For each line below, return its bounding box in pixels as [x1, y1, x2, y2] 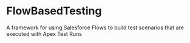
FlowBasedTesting [6, 4, 102, 18]
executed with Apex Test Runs [6, 30, 82, 37]
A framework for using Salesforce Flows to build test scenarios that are [6, 24, 184, 31]
